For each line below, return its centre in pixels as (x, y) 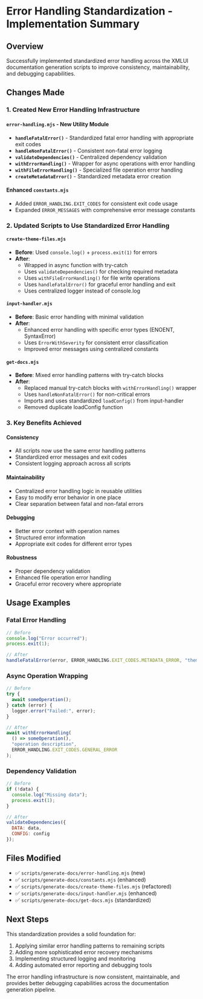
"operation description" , (44, 745)
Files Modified (34, 858)
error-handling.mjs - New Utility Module (58, 124)
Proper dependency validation (53, 571)
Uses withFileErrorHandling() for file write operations (92, 278)
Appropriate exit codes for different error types (73, 544)
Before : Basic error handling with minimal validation (79, 317)
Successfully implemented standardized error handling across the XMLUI (97, 61)
